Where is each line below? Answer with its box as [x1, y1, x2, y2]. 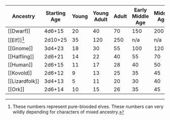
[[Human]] [8, 62, 33, 69]
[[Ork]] [8, 86, 25, 93]
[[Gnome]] [8, 45, 33, 52]
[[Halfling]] [8, 53, 34, 60]
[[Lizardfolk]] [8, 78, 39, 85]
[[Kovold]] [8, 70, 32, 77]
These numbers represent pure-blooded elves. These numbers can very [12, 103, 163, 110]
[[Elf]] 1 [8, 36, 25, 44]
